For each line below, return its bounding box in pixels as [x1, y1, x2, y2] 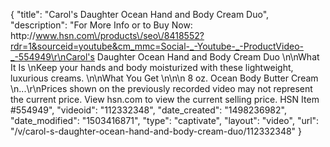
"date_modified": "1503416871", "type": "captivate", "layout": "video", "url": [10, 115, 320, 126]
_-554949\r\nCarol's [10, 51, 95, 63]
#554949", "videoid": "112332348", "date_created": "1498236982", [10, 104, 287, 116]
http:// [10, 30, 37, 41]
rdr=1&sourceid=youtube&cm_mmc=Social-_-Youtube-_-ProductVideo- [10, 40, 304, 52]
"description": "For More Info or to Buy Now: [10, 19, 193, 31]
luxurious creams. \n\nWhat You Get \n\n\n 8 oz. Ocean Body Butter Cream [10, 72, 319, 84]
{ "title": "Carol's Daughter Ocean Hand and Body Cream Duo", [10, 9, 270, 20]
